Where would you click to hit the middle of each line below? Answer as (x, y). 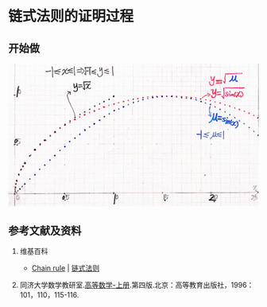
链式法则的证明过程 (71, 16)
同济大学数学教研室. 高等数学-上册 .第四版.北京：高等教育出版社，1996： (137, 285)
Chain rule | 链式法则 (66, 268)
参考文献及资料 (45, 230)
